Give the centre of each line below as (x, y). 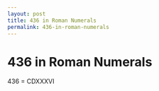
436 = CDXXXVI (31, 81)
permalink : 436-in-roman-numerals (59, 27)
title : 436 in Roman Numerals (52, 20)
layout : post (27, 14)
